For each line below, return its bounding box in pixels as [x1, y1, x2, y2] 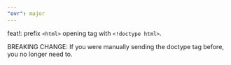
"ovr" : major [7, 10, 45, 17]
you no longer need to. [7, 50, 73, 58]
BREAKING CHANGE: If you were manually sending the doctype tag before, [7, 42, 224, 50]
